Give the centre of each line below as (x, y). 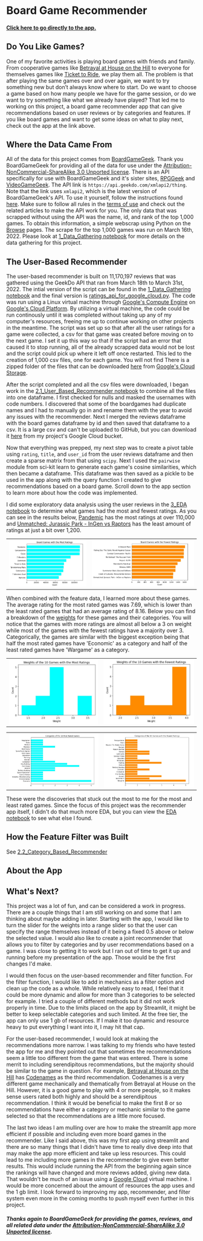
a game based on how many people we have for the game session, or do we (101, 93)
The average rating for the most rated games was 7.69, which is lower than (99, 604)
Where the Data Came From (59, 144)
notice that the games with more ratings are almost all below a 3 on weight (99, 624)
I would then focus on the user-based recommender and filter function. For (100, 976)
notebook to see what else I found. (49, 818)
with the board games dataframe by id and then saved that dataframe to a (98, 423)
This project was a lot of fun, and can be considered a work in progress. (96, 906)
